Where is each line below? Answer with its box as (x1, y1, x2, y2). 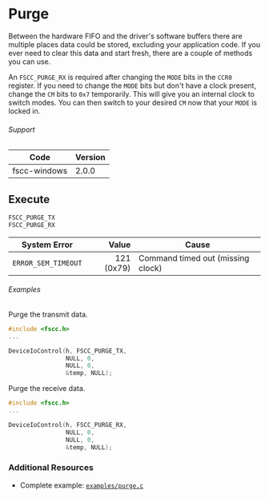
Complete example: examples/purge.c (19, 480, 144, 490)
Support (8, 125, 35, 134)
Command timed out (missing (139, 253, 250, 264)
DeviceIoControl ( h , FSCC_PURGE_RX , (8, 420, 127, 428)
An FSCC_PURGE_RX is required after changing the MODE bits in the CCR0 (8, 72, 232, 82)
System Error (21, 239, 74, 250)
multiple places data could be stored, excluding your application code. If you (8, 39, 261, 49)
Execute (8, 193, 50, 206)
